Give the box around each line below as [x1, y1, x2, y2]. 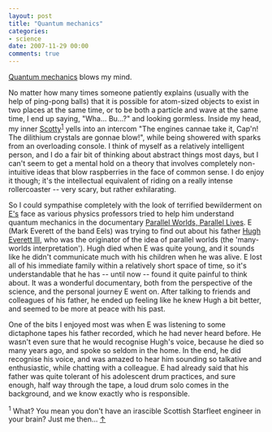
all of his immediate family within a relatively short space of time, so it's [8, 260, 248, 270]
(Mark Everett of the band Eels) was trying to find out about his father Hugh [8, 225, 261, 236]
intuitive [8, 167, 35, 177]
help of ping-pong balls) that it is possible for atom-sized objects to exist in [8, 97, 260, 106]
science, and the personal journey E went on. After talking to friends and [8, 286, 251, 296]
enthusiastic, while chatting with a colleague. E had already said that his [8, 363, 249, 373]
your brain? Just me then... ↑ [8, 414, 106, 424]
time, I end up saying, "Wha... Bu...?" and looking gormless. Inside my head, [8, 114, 261, 123]
